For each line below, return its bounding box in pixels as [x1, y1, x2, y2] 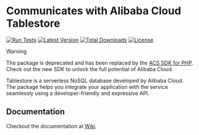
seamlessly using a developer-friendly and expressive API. [6, 89, 150, 97]
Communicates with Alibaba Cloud [6, 4, 181, 18]
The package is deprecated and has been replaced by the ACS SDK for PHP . [6, 59, 194, 66]
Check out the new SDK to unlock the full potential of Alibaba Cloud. [6, 65, 173, 72]
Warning [6, 47, 27, 54]
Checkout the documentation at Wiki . [6, 123, 97, 130]
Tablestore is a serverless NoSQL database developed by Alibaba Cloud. [6, 77, 184, 84]
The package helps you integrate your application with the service [6, 83, 168, 90]
